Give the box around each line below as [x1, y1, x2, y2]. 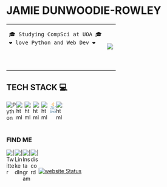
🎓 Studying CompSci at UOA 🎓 [9, 31, 102, 38]
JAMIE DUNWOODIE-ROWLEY [6, 4, 162, 18]
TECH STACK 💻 [6, 82, 68, 93]
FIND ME [6, 136, 32, 144]
